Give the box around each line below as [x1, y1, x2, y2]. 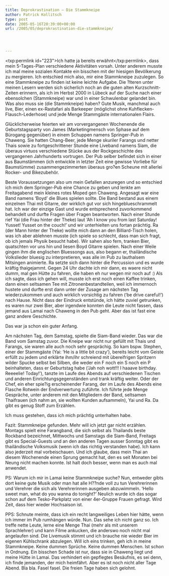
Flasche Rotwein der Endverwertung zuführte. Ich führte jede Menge [5, 387, 148, 393]
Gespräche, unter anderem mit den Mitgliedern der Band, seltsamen [5, 392, 146, 398]
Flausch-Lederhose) [5, 112, 48, 118]
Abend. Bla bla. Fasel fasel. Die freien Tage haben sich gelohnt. [5, 565, 136, 571]
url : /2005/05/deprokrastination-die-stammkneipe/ [5, 26, 114, 31]
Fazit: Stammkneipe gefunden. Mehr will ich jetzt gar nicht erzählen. [5, 422, 147, 428]
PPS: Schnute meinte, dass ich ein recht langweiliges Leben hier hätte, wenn [5, 511, 164, 517]
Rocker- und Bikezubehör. [5, 170, 59, 176]
